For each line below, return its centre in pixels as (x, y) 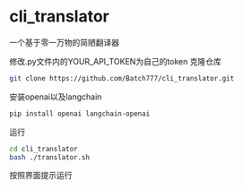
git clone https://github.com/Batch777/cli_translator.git (122, 78)
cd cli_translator (43, 149)
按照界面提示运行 (41, 176)
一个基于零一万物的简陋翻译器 (64, 42)
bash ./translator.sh (50, 157)
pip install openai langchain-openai (80, 114)
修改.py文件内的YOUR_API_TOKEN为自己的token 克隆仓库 (115, 61)
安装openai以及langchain (56, 97)
